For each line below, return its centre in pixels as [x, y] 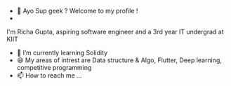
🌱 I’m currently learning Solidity [62, 53]
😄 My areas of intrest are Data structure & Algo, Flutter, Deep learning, [119, 60]
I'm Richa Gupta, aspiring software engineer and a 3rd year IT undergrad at [115, 32]
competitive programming [54, 67]
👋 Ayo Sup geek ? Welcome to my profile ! [77, 11]
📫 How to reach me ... [49, 76]
